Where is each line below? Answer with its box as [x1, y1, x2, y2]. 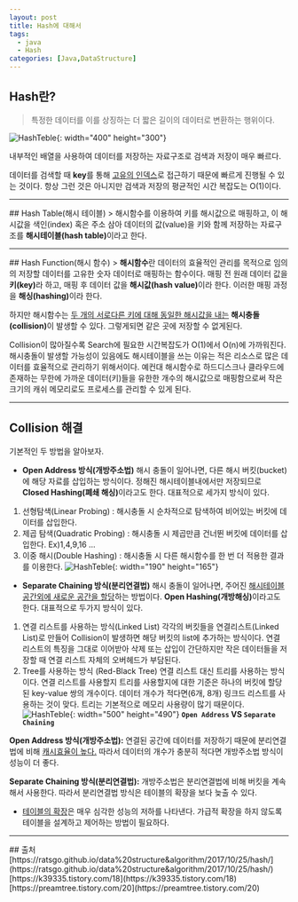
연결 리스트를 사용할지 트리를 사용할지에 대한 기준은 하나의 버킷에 [41, 676, 266, 687]
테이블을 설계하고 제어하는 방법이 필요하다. [21, 817, 170, 827]
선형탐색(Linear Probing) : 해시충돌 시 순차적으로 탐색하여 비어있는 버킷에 [21, 505, 278, 516]
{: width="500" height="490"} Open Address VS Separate [69, 708, 277, 719]
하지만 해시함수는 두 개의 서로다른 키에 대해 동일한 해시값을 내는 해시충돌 [9, 309, 260, 320]
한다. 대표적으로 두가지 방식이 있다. [21, 602, 144, 613]
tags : [9, 29, 29, 38]
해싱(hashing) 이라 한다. [18, 290, 103, 301]
